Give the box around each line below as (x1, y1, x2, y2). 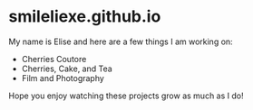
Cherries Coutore (21, 53, 87, 64)
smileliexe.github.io (8, 6, 161, 27)
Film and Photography (21, 72, 105, 83)
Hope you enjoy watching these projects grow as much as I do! (8, 90, 244, 101)
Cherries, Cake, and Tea (21, 63, 112, 74)
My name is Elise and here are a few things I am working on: (8, 36, 233, 47)
